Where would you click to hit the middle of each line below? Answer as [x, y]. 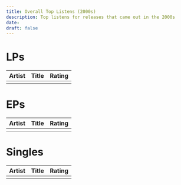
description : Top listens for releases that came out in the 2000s [91, 17]
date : [13, 22]
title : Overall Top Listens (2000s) [51, 11]
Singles [25, 152]
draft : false [22, 28]
